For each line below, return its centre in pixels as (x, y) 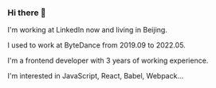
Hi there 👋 (27, 13)
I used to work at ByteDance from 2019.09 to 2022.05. (97, 45)
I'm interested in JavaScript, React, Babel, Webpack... (96, 76)
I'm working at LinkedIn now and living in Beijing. (88, 30)
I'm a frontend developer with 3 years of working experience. (108, 61)
